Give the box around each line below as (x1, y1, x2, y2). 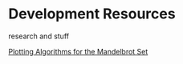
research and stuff (8, 31, 70, 41)
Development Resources (8, 5, 176, 23)
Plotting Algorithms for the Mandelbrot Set (8, 46, 148, 56)
